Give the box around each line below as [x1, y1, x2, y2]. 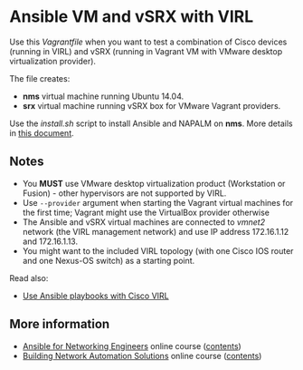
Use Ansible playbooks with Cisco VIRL [22, 290, 169, 301]
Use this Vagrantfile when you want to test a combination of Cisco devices [9, 36, 288, 47]
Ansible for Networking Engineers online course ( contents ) [22, 340, 241, 351]
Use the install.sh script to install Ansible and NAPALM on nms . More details [9, 118, 293, 129]
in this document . [9, 127, 74, 138]
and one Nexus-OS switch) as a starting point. [22, 255, 195, 266]
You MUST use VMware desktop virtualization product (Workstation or [22, 178, 286, 189]
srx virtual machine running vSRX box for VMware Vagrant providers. [22, 100, 281, 111]
